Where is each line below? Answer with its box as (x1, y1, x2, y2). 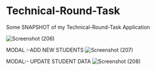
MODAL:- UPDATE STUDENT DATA (6, 58, 91, 65)
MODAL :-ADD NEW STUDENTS (6, 46, 84, 54)
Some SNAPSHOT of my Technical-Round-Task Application (6, 24, 150, 31)
